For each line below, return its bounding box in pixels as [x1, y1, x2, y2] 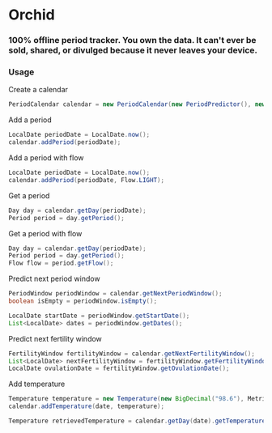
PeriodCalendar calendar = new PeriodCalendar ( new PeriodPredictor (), [8, 100, 252, 108]
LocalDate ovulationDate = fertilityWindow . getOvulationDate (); [8, 364, 230, 373]
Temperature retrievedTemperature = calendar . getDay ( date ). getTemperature [8, 417, 266, 426]
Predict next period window [8, 274, 100, 284]
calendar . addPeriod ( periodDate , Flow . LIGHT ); [8, 176, 164, 184]
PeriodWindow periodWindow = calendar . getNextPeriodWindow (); [8, 290, 223, 298]
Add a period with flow [8, 153, 84, 163]
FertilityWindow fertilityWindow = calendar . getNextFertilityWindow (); [8, 350, 255, 358]
